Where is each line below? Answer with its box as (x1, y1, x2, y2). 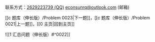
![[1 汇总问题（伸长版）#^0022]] (5, 32, 71, 37)
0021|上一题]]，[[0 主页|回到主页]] (5, 21, 75, 27)
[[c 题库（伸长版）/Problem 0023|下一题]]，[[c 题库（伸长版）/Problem (5, 15, 151, 21)
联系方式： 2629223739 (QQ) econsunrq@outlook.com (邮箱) (5, 4, 130, 10)
